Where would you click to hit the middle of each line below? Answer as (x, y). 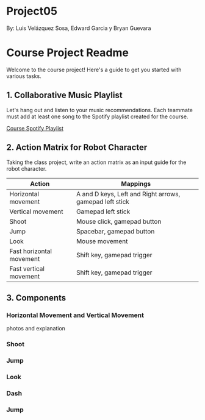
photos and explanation (36, 329)
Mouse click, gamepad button (119, 221)
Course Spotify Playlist (35, 128)
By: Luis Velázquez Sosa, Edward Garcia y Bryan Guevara (79, 28)
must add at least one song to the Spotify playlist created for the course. (97, 116)
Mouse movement (102, 241)
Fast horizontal (31, 251)
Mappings (136, 183)
